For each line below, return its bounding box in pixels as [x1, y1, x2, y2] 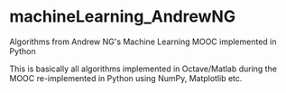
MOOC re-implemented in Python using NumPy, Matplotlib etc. [9, 72, 243, 83]
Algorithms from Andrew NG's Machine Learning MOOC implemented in [9, 36, 277, 47]
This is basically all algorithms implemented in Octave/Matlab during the [9, 63, 278, 74]
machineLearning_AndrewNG [9, 6, 236, 27]
